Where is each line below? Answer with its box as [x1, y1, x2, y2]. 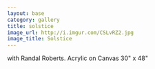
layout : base [7, 10, 45, 17]
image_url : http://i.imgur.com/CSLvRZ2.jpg [7, 29, 134, 36]
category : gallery [7, 16, 60, 23]
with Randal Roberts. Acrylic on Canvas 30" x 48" [7, 54, 148, 62]
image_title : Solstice [7, 36, 72, 42]
